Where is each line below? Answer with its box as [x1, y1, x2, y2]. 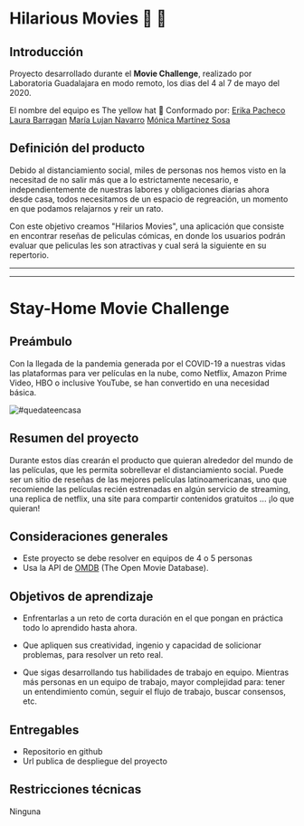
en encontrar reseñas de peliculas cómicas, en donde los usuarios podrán [9, 230, 286, 241]
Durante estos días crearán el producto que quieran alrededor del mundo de [9, 454, 294, 465]
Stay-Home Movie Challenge [9, 299, 230, 318]
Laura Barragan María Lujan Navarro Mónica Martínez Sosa [9, 115, 231, 125]
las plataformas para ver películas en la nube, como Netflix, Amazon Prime [9, 367, 288, 378]
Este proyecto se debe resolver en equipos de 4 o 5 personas [22, 553, 253, 564]
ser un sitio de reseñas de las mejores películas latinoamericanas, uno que [9, 474, 288, 485]
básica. [9, 386, 37, 397]
